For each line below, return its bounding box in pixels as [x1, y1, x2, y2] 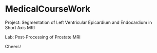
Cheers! [5, 43, 21, 49]
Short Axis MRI [5, 24, 35, 30]
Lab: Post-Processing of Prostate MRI [5, 34, 80, 40]
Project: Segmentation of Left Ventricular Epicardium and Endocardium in [5, 19, 152, 25]
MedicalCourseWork [5, 3, 91, 15]
